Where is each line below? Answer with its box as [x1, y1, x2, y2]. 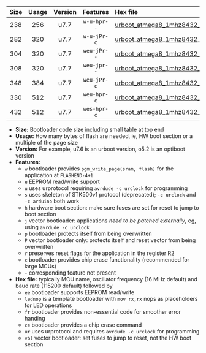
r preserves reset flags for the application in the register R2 [24, 249, 175, 257]
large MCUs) [24, 263, 57, 270]
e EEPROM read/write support [24, 178, 100, 185]
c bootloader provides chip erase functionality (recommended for [24, 256, 190, 263]
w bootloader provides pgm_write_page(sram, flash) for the [24, 165, 174, 172]
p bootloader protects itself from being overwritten [24, 230, 152, 237]
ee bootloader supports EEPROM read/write [24, 289, 135, 296]
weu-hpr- [83, 91, 109, 97]
